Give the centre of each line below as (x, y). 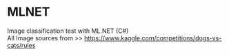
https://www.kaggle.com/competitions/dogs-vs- (153, 38)
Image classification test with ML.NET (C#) (68, 31)
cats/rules (21, 45)
